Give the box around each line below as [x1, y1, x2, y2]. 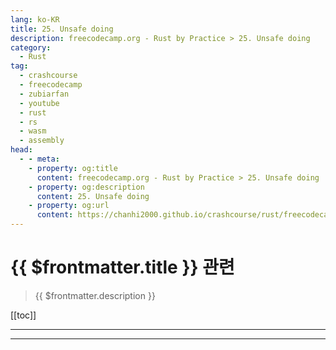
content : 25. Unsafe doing [36, 191, 150, 201]
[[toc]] [10, 309, 37, 321]
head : [10, 145, 33, 155]
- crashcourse [19, 71, 78, 81]
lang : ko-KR [10, 14, 60, 25]
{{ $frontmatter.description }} [34, 289, 156, 301]
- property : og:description [28, 182, 145, 192]
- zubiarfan [19, 89, 70, 99]
